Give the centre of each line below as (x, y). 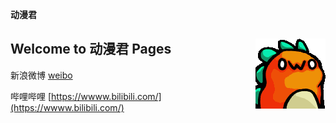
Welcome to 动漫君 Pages (91, 49)
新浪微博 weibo (41, 75)
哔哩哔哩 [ (31, 96)
